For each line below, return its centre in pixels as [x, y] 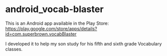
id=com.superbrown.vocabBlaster [41, 34]
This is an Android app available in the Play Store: [57, 23]
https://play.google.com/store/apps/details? [51, 28]
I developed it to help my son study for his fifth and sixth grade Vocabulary [83, 43]
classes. [14, 49]
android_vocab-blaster [54, 9]
